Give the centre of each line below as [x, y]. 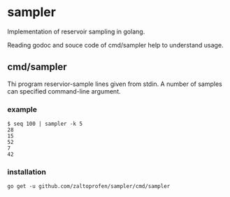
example [22, 109]
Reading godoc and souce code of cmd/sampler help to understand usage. [115, 45]
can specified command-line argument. [64, 91]
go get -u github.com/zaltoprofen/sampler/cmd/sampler [89, 187]
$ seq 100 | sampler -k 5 [45, 124]
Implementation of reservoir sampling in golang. [76, 31]
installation [27, 172]
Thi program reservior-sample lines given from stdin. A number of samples [115, 84]
